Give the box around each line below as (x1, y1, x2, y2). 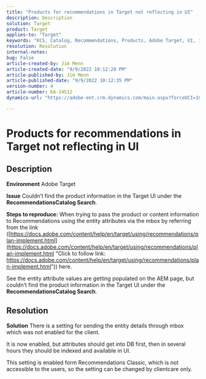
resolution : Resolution (6, 44, 67, 50)
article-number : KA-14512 (6, 89, 72, 95)
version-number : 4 (6, 84, 53, 90)
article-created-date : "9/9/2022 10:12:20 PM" (6, 66, 128, 72)
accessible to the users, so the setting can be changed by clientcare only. (6, 365, 193, 372)
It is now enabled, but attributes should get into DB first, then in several (6, 340, 186, 348)
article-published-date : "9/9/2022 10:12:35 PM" (6, 77, 133, 84)
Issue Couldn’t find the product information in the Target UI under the (6, 192, 182, 200)
